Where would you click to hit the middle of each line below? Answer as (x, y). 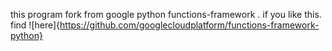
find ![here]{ (35, 25)
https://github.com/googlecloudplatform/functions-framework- (189, 25)
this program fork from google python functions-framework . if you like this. (166, 14)
